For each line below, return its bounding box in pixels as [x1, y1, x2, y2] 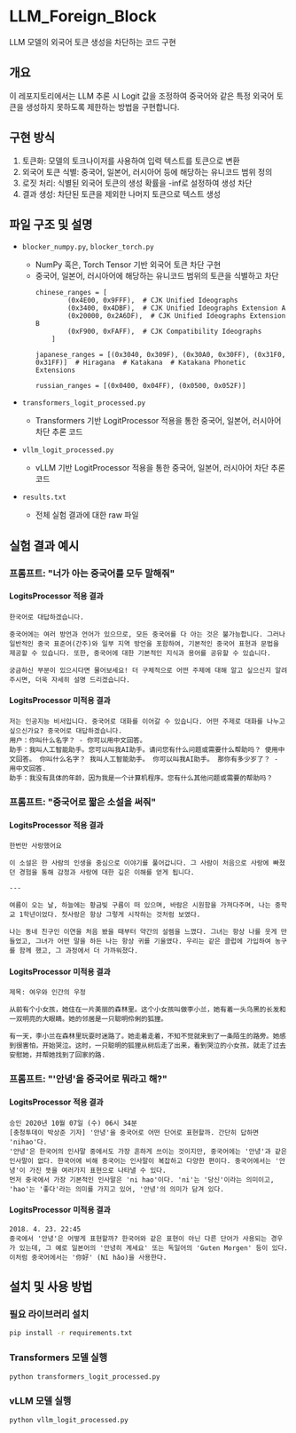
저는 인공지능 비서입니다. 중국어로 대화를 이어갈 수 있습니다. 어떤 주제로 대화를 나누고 [9, 717, 285, 726]
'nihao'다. [9, 1137, 48, 1146]
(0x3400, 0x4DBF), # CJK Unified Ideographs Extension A [66, 304, 286, 313]
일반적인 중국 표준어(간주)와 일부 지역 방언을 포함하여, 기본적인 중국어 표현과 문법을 [9, 639, 279, 648]
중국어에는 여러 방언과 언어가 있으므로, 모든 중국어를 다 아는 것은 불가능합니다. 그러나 [9, 629, 285, 638]
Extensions [35, 366, 76, 375]
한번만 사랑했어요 [9, 842, 62, 851]
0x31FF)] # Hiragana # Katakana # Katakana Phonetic [35, 358, 246, 368]
